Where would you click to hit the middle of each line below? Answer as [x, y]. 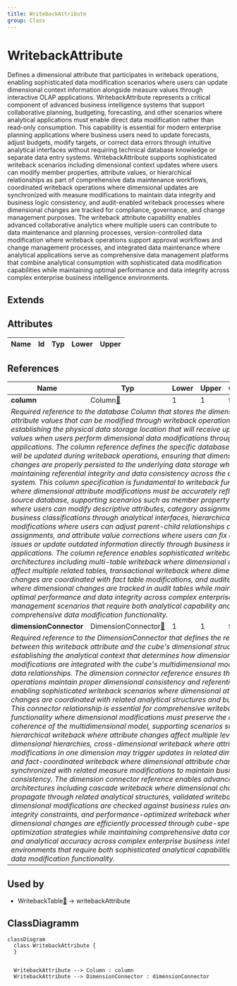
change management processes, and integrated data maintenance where [114, 247]
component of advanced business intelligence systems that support [106, 105]
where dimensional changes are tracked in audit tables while [112, 589]
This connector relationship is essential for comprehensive [108, 709]
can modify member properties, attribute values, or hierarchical [99, 172]
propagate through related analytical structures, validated [107, 797]
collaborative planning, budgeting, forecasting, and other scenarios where [115, 112]
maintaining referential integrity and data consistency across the [119, 474]
